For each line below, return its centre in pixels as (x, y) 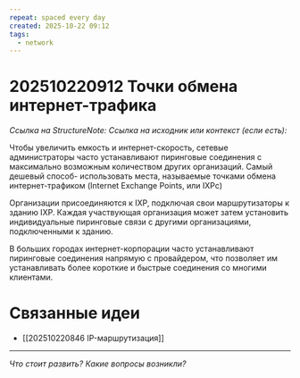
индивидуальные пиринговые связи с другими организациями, (130, 222)
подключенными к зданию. (61, 231)
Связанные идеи (75, 313)
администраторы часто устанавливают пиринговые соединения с (135, 157)
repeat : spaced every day (57, 17)
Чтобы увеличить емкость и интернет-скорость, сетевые (119, 147)
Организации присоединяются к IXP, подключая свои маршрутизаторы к (150, 203)
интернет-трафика (83, 106)
